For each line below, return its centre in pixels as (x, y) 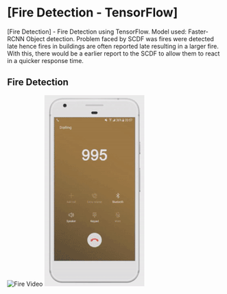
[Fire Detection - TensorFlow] (93, 13)
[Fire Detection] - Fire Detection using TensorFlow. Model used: (97, 32)
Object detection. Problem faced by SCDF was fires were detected (120, 38)
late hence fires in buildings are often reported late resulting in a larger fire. (113, 46)
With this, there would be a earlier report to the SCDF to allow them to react (113, 53)
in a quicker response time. (46, 60)
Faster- (199, 32)
